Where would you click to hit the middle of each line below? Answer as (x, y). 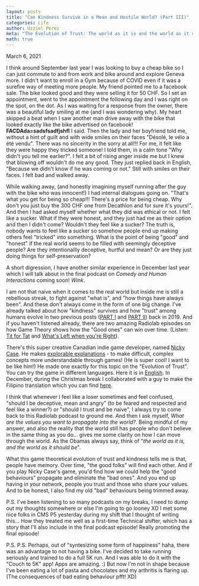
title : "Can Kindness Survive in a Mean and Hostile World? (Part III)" (98, 17)
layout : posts (24, 12)
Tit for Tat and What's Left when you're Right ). (63, 336)
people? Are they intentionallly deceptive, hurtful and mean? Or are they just (99, 250)
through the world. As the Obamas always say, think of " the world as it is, (96, 441)
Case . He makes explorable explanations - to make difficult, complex (90, 354)
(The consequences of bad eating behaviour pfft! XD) (72, 576)
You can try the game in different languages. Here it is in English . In (88, 373)
